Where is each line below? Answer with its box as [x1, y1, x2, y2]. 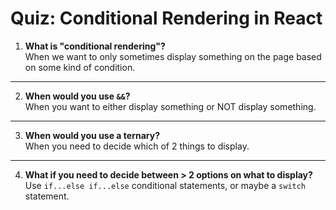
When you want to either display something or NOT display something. [24, 100, 317, 112]
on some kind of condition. [24, 61, 136, 73]
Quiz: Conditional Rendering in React [10, 7, 323, 30]
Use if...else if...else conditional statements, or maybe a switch [24, 179, 307, 191]
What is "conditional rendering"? [24, 40, 166, 52]
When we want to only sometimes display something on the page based [24, 50, 322, 62]
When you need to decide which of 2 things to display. [24, 140, 250, 152]
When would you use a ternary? [24, 129, 160, 141]
